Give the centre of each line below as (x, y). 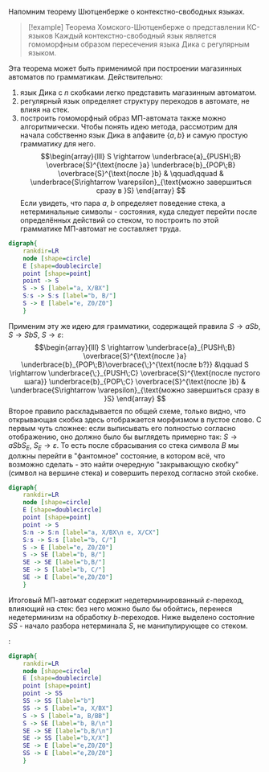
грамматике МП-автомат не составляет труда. (100, 229)
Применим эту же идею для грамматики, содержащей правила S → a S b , (134, 326)
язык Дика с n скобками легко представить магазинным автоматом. (138, 92)
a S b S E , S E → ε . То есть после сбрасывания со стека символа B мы (124, 446)
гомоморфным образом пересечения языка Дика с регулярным (139, 44)
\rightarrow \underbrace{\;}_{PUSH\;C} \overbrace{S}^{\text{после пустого (135, 372)
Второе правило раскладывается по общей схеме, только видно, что (127, 411)
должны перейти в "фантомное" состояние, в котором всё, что (117, 456)
